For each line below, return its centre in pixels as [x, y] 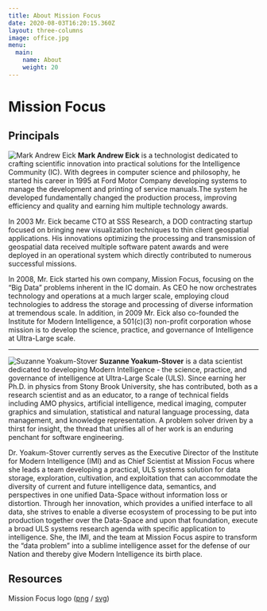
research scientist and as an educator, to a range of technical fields [118, 395]
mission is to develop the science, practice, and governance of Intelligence [131, 329]
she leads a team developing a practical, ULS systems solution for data [124, 469]
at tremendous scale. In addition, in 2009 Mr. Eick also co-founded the [124, 313]
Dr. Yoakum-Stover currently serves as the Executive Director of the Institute [133, 452]
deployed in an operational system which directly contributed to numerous [130, 255]
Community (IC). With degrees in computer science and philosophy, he [124, 172]
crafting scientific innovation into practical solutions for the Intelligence [124, 163]
